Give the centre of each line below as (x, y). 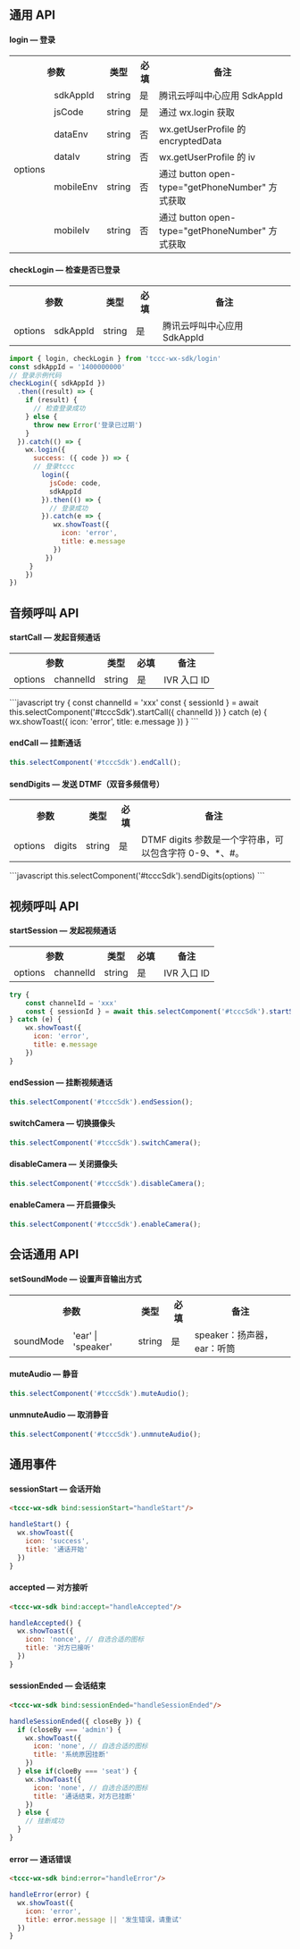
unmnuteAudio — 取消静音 (59, 1415)
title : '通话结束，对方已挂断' (84, 1796)
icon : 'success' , (58, 1541)
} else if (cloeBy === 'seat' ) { (78, 1771)
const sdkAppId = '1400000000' (67, 367)
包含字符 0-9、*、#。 (197, 853)
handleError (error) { (50, 1895)
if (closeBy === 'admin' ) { (70, 1730)
